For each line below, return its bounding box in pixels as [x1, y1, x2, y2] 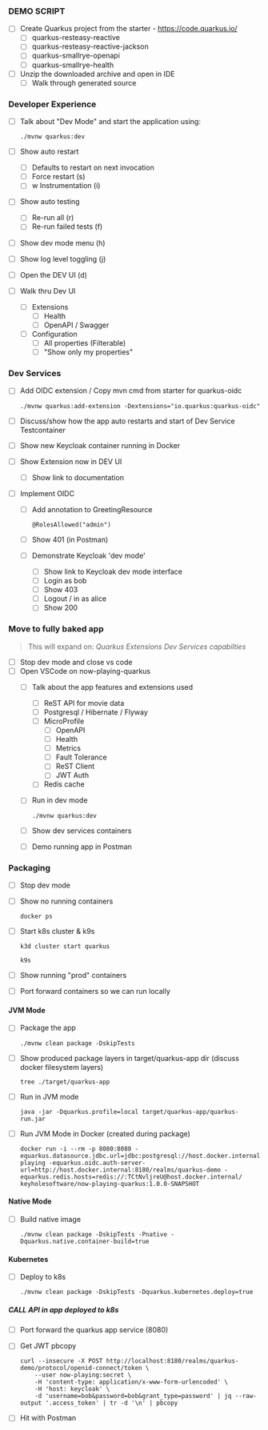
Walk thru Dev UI [19, 286, 76, 295]
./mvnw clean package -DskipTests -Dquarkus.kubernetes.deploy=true [19, 1288, 254, 1296]
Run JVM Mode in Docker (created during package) [19, 1128, 190, 1138]
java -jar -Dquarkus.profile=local [19, 1108, 139, 1116]
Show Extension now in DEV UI [19, 456, 122, 466]
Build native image [19, 1214, 82, 1224]
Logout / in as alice [43, 594, 107, 603]
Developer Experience [8, 98, 97, 110]
